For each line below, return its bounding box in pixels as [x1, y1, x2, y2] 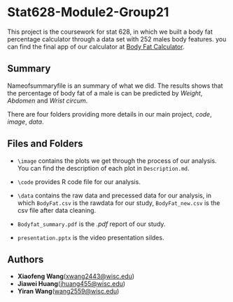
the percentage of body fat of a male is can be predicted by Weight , [7, 88, 203, 97]
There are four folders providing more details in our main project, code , [7, 110, 212, 118]
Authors [7, 254, 44, 265]
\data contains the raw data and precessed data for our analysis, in [17, 191, 212, 199]
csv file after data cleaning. [17, 206, 97, 214]
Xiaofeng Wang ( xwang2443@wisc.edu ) [17, 272, 135, 281]
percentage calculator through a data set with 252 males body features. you [7, 34, 227, 43]
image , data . [7, 117, 44, 126]
